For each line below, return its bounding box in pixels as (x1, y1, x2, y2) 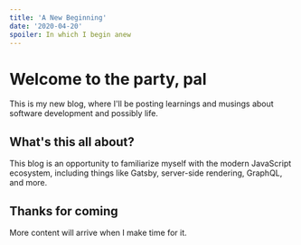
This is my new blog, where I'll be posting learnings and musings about (9, 98, 274, 109)
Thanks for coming (9, 204, 119, 219)
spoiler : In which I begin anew (9, 30, 131, 39)
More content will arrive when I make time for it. (9, 227, 187, 238)
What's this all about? (9, 134, 136, 150)
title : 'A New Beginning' (9, 13, 107, 23)
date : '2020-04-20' (9, 22, 83, 31)
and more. (9, 177, 48, 188)
